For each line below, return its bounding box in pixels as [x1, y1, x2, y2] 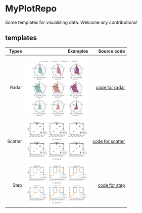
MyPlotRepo [5, 3, 57, 14]
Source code [98, 48, 125, 54]
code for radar [95, 84, 125, 90]
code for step [97, 182, 125, 188]
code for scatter [92, 138, 125, 144]
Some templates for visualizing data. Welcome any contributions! [5, 19, 138, 25]
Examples [67, 48, 89, 54]
